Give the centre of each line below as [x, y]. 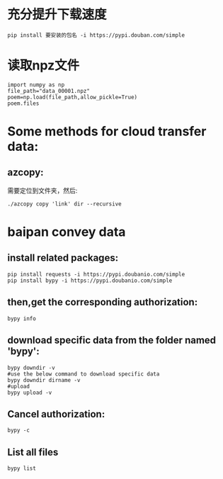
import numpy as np [36, 85]
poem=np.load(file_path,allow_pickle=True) [73, 97]
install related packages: [63, 258]
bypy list [22, 468]
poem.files [23, 103]
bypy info [22, 319]
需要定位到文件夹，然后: [42, 190]
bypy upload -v [30, 393]
